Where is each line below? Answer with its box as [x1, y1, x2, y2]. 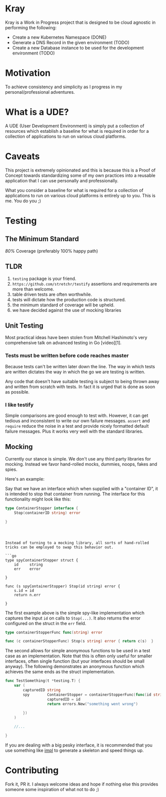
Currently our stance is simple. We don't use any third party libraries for [5, 455, 151, 461]
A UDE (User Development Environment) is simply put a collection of [5, 122, 145, 129]
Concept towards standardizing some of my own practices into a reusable [5, 172, 156, 178]
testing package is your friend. [12, 276, 77, 282]
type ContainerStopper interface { [5, 506, 79, 511]
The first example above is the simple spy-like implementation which [5, 610, 145, 616]
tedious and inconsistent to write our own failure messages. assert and [5, 417, 150, 424]
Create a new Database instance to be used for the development [12, 45, 144, 51]
